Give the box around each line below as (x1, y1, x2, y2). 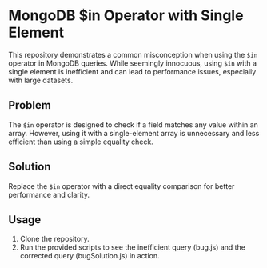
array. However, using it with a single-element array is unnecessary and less (8, 128, 260, 138)
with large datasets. (8, 75, 74, 85)
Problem (8, 98, 52, 112)
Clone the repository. (19, 234, 90, 244)
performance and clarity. (8, 190, 90, 199)
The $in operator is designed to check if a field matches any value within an (8, 119, 258, 130)
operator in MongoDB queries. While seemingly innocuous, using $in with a (8, 58, 257, 68)
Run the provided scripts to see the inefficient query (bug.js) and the (19, 242, 246, 252)
